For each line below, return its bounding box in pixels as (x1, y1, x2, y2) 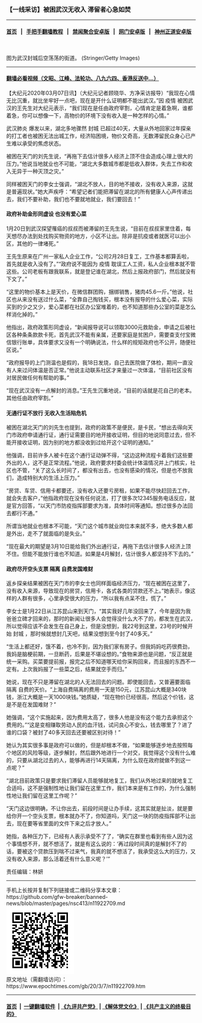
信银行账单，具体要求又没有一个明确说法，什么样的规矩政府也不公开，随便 (6, 339, 191, 346)
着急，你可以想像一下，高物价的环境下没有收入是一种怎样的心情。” (6, 111, 170, 119)
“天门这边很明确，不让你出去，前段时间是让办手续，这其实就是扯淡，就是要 (6, 805, 194, 812)
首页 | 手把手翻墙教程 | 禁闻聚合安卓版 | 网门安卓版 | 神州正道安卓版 (6, 28, 192, 35)
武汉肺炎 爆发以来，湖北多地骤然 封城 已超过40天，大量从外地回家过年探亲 (6, 125, 191, 132)
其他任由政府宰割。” (6, 394, 54, 401)
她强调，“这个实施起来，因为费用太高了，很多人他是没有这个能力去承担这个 (6, 714, 194, 721)
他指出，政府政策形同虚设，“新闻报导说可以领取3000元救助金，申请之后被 (6, 324, 191, 331)
